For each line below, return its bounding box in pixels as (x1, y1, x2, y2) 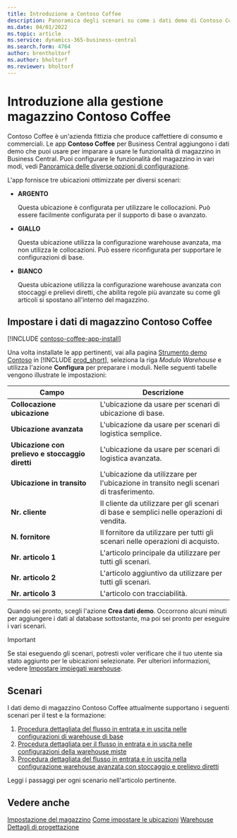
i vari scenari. (7, 622, 47, 630)
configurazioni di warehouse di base (17, 733, 124, 741)
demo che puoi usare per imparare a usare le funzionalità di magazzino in (7, 146, 221, 156)
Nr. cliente (11, 507, 47, 517)
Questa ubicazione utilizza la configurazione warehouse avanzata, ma (17, 238, 221, 246)
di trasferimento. (99, 487, 155, 497)
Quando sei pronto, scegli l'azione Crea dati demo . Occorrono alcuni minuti (7, 607, 227, 615)
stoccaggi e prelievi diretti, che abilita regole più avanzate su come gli (17, 288, 221, 296)
